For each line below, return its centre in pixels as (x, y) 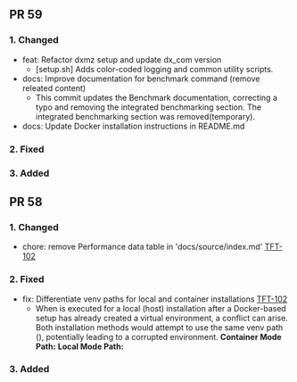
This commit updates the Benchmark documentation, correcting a (157, 97)
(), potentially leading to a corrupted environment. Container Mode (159, 336)
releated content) (54, 87)
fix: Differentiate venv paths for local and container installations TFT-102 (155, 299)
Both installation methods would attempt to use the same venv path (159, 327)
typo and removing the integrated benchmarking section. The (148, 107)
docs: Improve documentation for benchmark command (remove (141, 79)
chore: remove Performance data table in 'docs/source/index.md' (142, 247)
